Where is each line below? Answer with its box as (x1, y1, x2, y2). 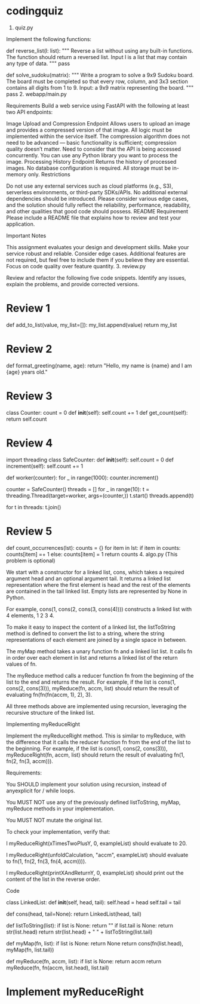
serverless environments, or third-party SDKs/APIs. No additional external (6, 188, 188, 195)
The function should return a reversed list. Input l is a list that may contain (6, 53, 187, 60)
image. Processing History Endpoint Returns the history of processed (6, 158, 177, 165)
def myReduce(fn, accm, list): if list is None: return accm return (6, 957, 162, 965)
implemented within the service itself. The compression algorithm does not (6, 133, 190, 140)
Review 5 (6, 524, 53, 538)
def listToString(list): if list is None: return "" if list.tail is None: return (6, 922, 174, 929)
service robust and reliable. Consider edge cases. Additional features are (6, 250, 186, 257)
